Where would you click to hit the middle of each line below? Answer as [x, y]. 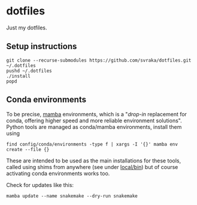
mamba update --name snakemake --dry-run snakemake [72, 196]
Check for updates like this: [40, 185]
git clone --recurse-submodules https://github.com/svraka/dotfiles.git [99, 60]
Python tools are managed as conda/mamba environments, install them [94, 126]
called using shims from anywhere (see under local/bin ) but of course [92, 167]
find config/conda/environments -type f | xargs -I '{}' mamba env [92, 144]
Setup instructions [42, 46]
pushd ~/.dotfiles [29, 71]
